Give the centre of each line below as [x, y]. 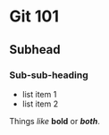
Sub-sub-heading [49, 75]
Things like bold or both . [54, 121]
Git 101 [34, 17]
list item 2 [40, 104]
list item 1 [39, 94]
